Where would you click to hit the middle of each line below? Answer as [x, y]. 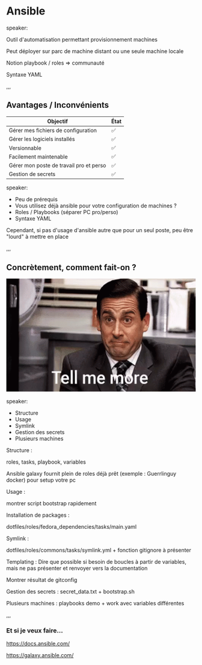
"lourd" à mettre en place [38, 237]
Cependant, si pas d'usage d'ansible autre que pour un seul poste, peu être [100, 230]
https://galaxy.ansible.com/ [40, 655]
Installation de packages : [38, 515]
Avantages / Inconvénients [58, 105]
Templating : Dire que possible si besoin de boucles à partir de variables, [96, 562]
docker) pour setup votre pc [41, 480]
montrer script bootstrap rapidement [51, 503]
